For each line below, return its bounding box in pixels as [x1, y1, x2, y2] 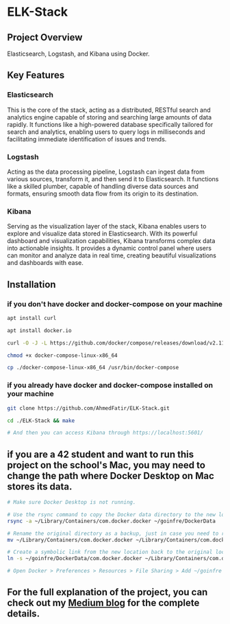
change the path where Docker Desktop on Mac [7, 470, 214, 481]
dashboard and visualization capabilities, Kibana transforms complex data [7, 237, 216, 245]
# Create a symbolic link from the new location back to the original [7, 548, 213, 556]
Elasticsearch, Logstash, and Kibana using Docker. [7, 49, 150, 58]
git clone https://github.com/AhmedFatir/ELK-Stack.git [7, 404, 170, 412]
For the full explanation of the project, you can [7, 586, 208, 598]
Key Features [7, 69, 65, 81]
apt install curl [7, 314, 57, 321]
